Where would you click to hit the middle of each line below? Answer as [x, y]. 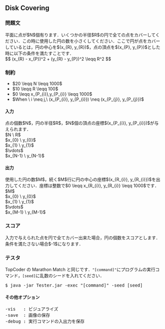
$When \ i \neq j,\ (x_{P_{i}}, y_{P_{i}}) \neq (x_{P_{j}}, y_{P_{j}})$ [78, 99]
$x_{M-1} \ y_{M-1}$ [25, 212]
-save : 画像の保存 [28, 315]
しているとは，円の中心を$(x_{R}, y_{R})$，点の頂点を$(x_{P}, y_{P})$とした [83, 47]
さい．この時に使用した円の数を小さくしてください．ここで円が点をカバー [85, 41]
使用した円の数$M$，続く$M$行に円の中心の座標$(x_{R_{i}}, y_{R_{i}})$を [81, 180]
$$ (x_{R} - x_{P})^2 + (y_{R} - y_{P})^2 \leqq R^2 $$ [58, 59]
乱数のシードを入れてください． [72, 275]
